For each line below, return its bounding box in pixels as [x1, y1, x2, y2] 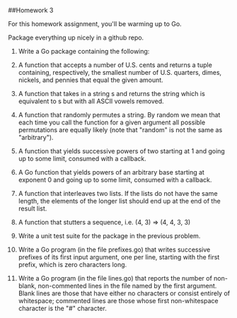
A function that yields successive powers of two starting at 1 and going [18, 147, 225, 155]
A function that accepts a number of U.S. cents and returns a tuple [18, 61, 213, 69]
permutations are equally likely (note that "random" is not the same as [18, 126, 223, 134]
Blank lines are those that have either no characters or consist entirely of [18, 289, 231, 298]
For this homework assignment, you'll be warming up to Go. [8, 20, 183, 28]
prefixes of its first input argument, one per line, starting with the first [18, 253, 220, 261]
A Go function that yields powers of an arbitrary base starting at [18, 168, 204, 176]
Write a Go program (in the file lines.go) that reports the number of [18, 274, 213, 282]
